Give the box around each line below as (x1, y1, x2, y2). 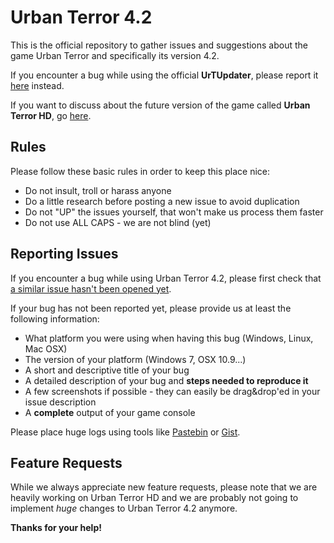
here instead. (10, 79, 65, 91)
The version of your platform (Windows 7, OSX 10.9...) (24, 353, 247, 365)
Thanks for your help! (10, 522, 102, 534)
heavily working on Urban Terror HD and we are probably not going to (10, 492, 299, 504)
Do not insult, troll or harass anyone (24, 184, 172, 196)
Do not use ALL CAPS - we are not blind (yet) (24, 216, 212, 228)
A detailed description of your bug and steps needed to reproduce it (24, 374, 309, 386)
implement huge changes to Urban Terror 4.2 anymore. (10, 502, 238, 515)
